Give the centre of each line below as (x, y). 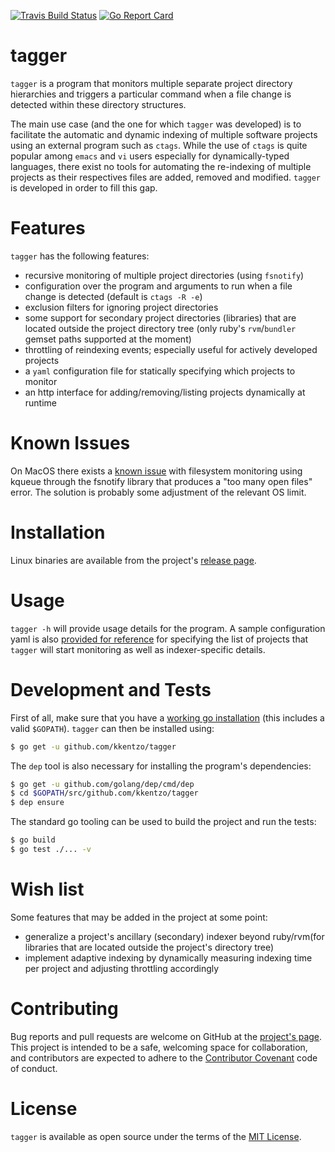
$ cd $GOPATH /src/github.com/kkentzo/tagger (104, 793)
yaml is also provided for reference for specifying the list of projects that (159, 639)
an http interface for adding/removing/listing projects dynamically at (165, 392)
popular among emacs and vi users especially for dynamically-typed (150, 156)
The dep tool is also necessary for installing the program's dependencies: (161, 766)
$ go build (33, 840)
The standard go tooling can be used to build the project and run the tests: (163, 822)
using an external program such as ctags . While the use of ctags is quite (159, 145)
